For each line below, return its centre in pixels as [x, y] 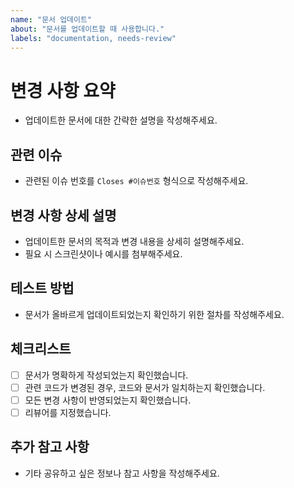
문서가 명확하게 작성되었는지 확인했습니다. [106, 375]
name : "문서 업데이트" [51, 19]
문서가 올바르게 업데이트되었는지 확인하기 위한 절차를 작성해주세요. [154, 314]
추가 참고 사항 [50, 447]
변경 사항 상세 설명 [63, 215]
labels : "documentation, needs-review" [93, 38]
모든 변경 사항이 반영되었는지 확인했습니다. [108, 400]
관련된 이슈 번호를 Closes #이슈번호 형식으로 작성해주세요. [136, 181]
